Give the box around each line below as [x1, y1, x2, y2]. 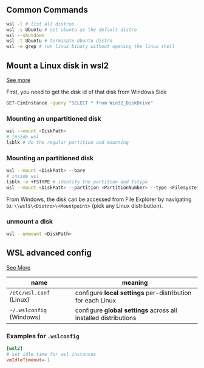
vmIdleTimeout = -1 [6, 356, 50, 363]
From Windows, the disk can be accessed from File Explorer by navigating [6, 196, 192, 203]
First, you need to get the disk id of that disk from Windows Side [6, 88, 167, 95]
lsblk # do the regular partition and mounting [6, 139, 129, 145]
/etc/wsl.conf [9, 289, 50, 296]
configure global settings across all [75, 306, 177, 315]
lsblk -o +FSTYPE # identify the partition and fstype [6, 179, 148, 185]
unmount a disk [6, 217, 53, 225]
